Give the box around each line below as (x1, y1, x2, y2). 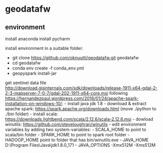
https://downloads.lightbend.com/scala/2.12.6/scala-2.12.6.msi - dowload (5, 116, 153, 122)
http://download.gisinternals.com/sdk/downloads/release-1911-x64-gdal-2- (5, 85, 158, 91)
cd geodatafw (12, 60, 41, 66)
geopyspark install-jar (12, 70, 57, 76)
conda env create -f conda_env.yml (12, 65, 84, 71)
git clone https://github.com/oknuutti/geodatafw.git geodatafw (12, 55, 139, 61)
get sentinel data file (5, 80, 47, 86)
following (109, 90, 128, 96)
